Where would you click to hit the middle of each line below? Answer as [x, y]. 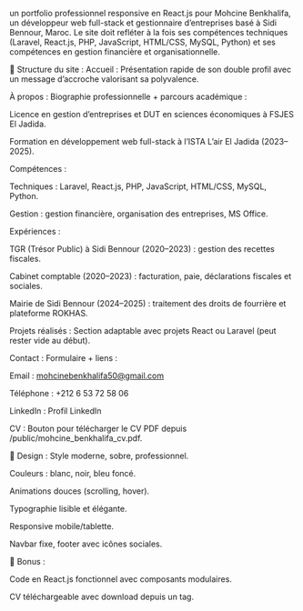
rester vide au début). [50, 341]
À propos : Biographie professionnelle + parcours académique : [128, 96]
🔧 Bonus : [27, 561]
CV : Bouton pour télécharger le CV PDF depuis [98, 428]
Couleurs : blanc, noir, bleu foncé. [73, 473]
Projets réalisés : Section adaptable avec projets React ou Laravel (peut [143, 331]
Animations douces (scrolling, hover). [80, 491]
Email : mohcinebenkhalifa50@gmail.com [87, 376]
